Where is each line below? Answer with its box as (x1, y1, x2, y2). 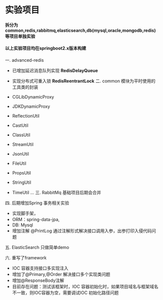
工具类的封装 (12, 84, 38, 90)
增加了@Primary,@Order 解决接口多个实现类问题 (12, 271, 111, 277)
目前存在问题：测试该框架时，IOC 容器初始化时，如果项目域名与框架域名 (12, 283, 159, 289)
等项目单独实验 (5, 33, 35, 39)
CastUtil (12, 122, 28, 128)
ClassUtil (12, 132, 30, 138)
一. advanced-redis (5, 57, 44, 63)
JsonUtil (12, 150, 29, 157)
